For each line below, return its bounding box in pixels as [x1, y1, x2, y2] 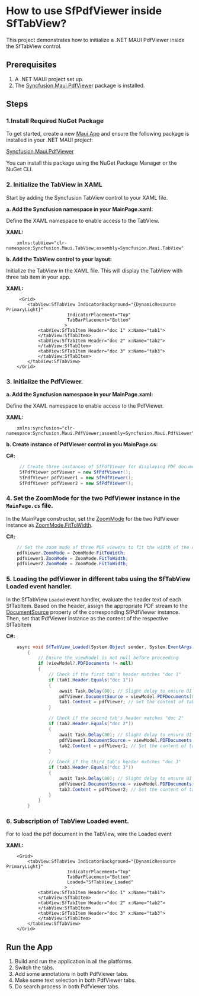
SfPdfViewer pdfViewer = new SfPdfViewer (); [19, 469, 131, 475]
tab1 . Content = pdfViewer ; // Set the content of [59, 699, 184, 705]
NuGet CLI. [6, 166, 33, 173]
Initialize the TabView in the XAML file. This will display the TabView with [6, 267, 183, 274]
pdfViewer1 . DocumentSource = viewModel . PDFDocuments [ [59, 737, 195, 743]
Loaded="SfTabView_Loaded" [67, 879, 134, 885]
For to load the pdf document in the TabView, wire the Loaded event [6, 831, 172, 838]
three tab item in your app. [6, 273, 71, 280]
